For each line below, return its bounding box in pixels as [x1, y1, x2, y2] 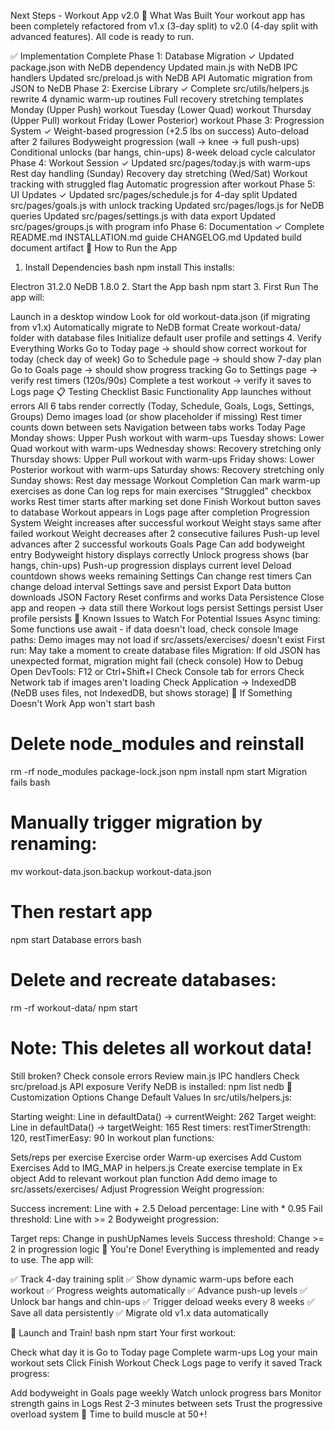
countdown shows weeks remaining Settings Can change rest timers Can [10, 570, 312, 582]
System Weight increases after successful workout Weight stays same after [10, 517, 322, 529]
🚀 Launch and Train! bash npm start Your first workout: [10, 1326, 237, 1339]
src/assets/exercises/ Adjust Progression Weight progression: [10, 1183, 265, 1195]
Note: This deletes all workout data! [10, 1036, 313, 1059]
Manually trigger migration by [10, 811, 263, 834]
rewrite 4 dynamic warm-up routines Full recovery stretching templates [10, 93, 304, 105]
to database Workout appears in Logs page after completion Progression [10, 506, 310, 518]
